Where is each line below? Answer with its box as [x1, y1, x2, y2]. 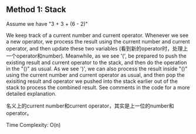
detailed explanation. [6, 90, 57, 97]
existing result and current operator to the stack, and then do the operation [6, 59, 187, 66]
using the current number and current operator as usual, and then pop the [6, 71, 185, 78]
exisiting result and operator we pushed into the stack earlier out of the [6, 78, 178, 85]
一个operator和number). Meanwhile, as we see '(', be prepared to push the [6, 52, 187, 59]
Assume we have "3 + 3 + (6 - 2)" [6, 20, 88, 27]
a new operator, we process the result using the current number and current [6, 38, 190, 45]
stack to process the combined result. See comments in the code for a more [6, 83, 190, 91]
